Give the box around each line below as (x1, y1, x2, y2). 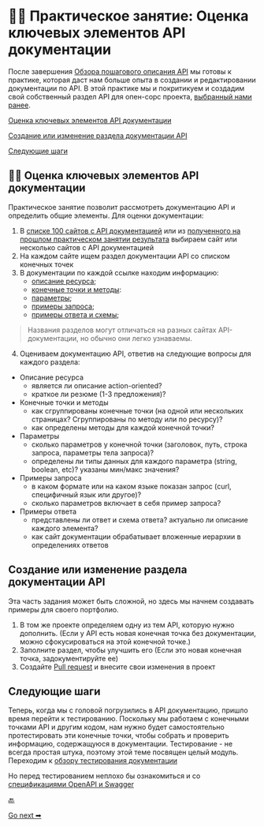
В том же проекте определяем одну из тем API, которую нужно (19, 619, 235, 630)
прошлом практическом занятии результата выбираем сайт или (19, 234, 238, 244)
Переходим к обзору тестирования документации (8, 756, 178, 765)
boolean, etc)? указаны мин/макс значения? (31, 465, 180, 474)
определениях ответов (31, 540, 109, 549)
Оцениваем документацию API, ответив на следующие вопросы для (19, 349, 252, 358)
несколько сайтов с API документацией (19, 242, 154, 252)
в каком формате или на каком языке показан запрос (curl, (31, 481, 232, 491)
